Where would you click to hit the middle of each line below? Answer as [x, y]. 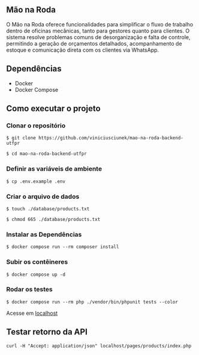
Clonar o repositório [36, 126]
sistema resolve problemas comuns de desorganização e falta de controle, [98, 37]
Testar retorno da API [47, 332]
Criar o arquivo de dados [43, 196]
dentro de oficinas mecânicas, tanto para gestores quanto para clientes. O [98, 31]
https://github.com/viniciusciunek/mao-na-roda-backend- [111, 138]
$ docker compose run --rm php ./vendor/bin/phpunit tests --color [92, 302]
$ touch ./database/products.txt [48, 209]
